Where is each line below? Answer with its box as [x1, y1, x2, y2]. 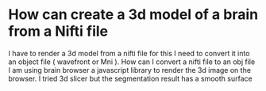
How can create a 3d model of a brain [8, 6, 259, 24]
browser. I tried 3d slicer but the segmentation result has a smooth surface [8, 74, 253, 83]
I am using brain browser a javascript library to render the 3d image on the [8, 65, 252, 74]
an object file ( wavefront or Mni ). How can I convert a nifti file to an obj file [8, 57, 256, 66]
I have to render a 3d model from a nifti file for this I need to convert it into [8, 48, 250, 58]
